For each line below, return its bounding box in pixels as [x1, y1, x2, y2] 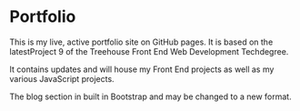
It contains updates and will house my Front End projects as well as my [9, 64, 275, 75]
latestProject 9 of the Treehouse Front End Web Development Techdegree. [9, 45, 289, 56]
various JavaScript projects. [9, 73, 115, 84]
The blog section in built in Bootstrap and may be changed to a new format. [9, 91, 293, 102]
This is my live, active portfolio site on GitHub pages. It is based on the [9, 36, 274, 47]
